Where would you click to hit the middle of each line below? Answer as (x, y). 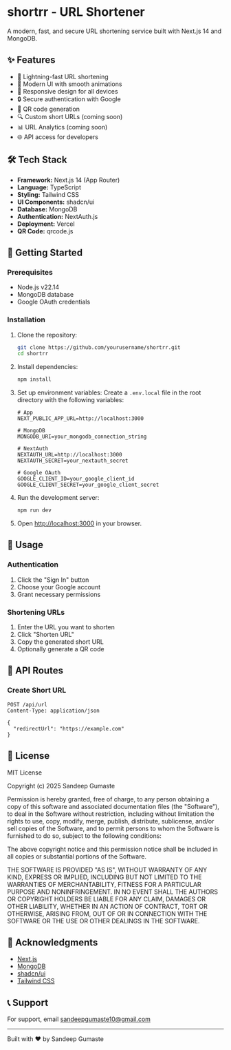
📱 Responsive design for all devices (67, 91)
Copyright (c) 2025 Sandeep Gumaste (61, 786)
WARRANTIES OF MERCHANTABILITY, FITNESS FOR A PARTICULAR (104, 884)
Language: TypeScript (49, 187)
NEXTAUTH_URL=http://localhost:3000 (69, 455)
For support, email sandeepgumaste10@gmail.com (79, 1019)
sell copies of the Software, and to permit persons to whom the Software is (113, 828)
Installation (26, 319)
